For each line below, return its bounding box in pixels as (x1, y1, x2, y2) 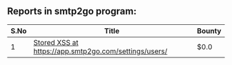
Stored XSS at (33, 37, 79, 47)
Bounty (196, 26, 222, 35)
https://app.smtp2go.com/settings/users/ (33, 46, 168, 56)
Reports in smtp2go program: (7, 6, 137, 17)
